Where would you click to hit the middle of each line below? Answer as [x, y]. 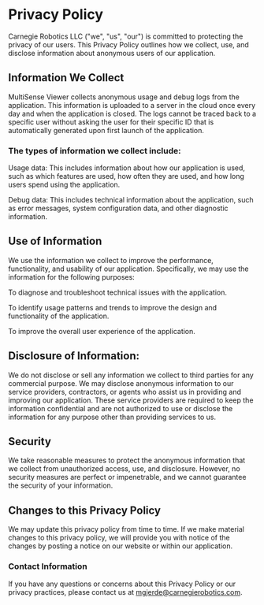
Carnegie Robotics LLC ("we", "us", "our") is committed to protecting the [126, 36]
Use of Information [55, 241]
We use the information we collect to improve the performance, [111, 260]
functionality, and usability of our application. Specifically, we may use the [129, 269]
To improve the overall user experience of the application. [102, 331]
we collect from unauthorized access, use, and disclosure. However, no [124, 469]
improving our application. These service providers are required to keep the [131, 400]
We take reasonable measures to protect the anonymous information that [127, 460]
